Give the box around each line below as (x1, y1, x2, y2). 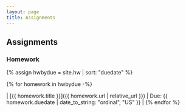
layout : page (6, 8, 40, 15)
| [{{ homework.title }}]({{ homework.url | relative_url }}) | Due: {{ (6, 92, 168, 100)
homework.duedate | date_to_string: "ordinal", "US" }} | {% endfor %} (6, 99, 181, 106)
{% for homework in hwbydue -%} (6, 81, 92, 88)
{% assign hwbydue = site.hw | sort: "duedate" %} (6, 69, 133, 76)
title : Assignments (6, 15, 56, 21)
